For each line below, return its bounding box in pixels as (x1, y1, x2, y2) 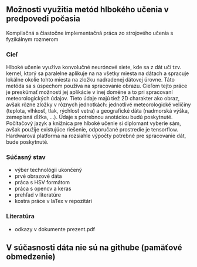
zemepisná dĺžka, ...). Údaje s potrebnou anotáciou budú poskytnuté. (6, 114, 173, 121)
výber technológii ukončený (14, 167, 82, 174)
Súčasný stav (6, 153, 46, 161)
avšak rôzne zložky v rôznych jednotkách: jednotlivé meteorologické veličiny (6, 101, 191, 108)
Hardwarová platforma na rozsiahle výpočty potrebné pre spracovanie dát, (6, 132, 186, 140)
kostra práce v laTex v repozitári (14, 198, 93, 205)
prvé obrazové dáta (14, 173, 62, 180)
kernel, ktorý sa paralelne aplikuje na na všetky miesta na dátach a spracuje (6, 70, 189, 77)
